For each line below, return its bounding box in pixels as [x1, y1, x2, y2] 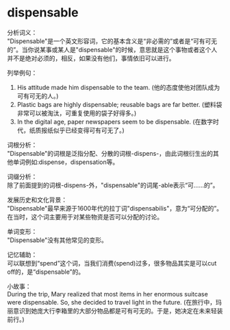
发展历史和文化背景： [7, 196, 67, 204]
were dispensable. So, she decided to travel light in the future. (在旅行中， [7, 298, 216, 306]
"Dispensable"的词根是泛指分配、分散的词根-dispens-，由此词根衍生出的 [7, 149, 214, 157]
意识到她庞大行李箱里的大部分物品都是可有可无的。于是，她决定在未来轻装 [12, 307, 223, 315]
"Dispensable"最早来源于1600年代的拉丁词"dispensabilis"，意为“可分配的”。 [7, 204, 223, 212]
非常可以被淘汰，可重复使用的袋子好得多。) [16, 108, 137, 117]
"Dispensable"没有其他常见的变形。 [7, 235, 108, 244]
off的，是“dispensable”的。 [7, 268, 84, 276]
